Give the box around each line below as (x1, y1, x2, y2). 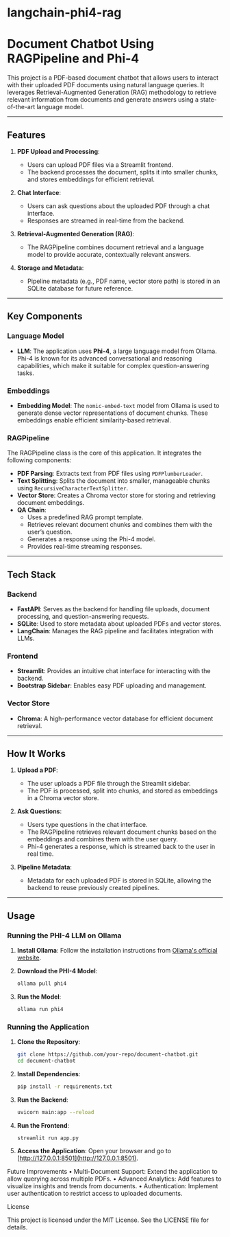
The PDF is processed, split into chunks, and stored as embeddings (27, 786, 218, 795)
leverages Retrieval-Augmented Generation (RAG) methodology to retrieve (7, 88, 217, 97)
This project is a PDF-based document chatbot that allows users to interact (7, 73, 219, 82)
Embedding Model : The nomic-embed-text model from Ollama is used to (16, 401, 220, 409)
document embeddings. (16, 499, 85, 507)
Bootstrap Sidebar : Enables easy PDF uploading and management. (16, 681, 207, 690)
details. (7, 1223, 28, 1232)
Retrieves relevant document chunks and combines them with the (27, 521, 213, 529)
